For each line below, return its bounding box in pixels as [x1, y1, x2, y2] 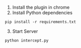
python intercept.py [5, 38, 49, 43]
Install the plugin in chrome [12, 5, 70, 10]
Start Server [12, 28, 38, 34]
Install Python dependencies [12, 10, 73, 16]
